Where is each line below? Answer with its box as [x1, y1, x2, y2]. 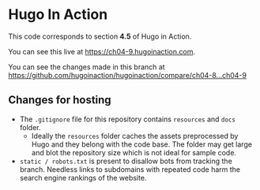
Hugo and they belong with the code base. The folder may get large [31, 140, 253, 149]
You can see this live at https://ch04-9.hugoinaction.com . [8, 47, 196, 56]
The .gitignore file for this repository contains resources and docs [19, 114, 236, 124]
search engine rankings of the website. [19, 173, 147, 182]
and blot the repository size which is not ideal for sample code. [31, 147, 237, 157]
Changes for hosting [8, 93, 112, 107]
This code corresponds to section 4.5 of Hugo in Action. [8, 32, 192, 41]
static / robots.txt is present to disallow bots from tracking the [19, 156, 233, 166]
